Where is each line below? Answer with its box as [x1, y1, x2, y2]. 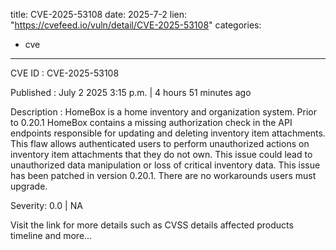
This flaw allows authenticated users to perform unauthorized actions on [10, 138, 310, 149]
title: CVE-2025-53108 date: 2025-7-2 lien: [10, 9, 188, 20]
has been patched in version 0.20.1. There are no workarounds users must [10, 170, 317, 181]
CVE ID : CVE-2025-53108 [10, 67, 120, 79]
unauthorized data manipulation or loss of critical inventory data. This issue [10, 159, 321, 171]
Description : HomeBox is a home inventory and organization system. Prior [10, 106, 318, 118]
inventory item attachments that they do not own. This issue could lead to [10, 149, 313, 160]
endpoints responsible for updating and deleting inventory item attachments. [10, 127, 326, 139]
